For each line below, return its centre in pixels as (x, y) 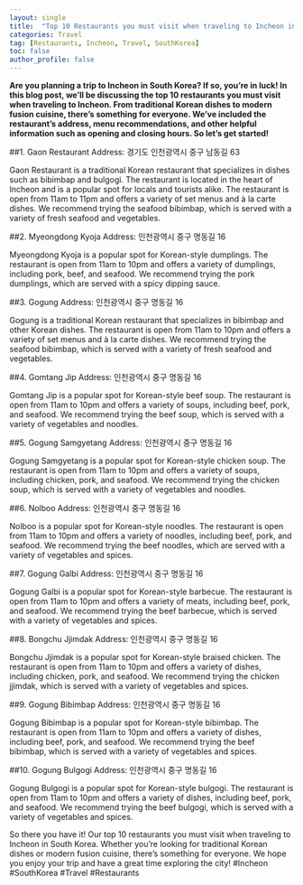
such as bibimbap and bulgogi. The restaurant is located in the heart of (141, 180)
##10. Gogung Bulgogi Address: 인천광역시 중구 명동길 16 (113, 770)
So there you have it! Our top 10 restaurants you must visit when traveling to (150, 834)
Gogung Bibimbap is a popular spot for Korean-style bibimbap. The (134, 722)
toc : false (30, 51)
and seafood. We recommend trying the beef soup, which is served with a (147, 415)
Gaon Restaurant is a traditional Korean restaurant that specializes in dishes (150, 170)
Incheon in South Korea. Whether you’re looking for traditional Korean (138, 844)
